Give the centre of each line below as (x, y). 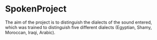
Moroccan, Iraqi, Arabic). (30, 32)
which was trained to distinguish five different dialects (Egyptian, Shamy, (78, 27)
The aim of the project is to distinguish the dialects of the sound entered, (78, 22)
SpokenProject (36, 9)
